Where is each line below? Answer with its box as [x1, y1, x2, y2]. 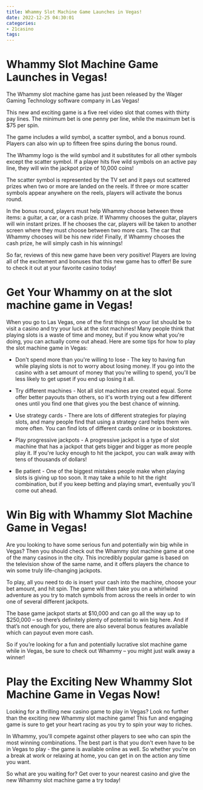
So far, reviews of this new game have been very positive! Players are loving [6, 251, 197, 258]
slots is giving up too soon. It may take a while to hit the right [15, 474, 167, 481]
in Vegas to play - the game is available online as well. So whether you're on [6, 745, 196, 752]
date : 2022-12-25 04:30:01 [6, 15, 75, 21]
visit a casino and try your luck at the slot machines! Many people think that [6, 325, 195, 332]
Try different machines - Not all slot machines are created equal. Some [15, 387, 192, 394]
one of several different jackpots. [6, 598, 89, 605]
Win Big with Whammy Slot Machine [6, 508, 193, 522]
